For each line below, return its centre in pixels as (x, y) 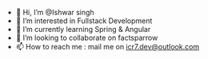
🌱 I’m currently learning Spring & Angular (83, 29)
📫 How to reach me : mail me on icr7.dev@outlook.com (108, 47)
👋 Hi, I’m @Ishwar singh (55, 12)
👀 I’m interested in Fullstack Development (84, 21)
